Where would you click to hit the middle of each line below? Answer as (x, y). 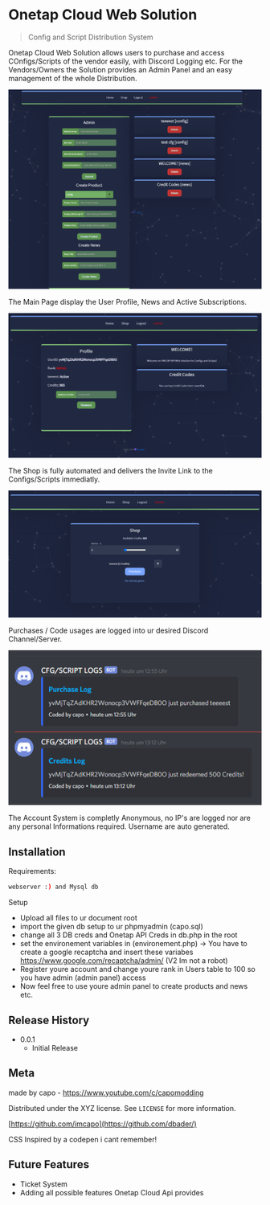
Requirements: (32, 871)
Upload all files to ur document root (79, 918)
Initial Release (55, 1047)
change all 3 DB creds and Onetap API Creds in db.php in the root (129, 935)
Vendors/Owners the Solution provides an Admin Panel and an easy (121, 69)
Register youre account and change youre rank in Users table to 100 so (137, 969)
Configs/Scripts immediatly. (54, 479)
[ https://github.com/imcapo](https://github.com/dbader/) (102, 1124)
